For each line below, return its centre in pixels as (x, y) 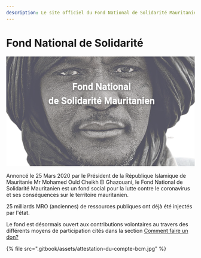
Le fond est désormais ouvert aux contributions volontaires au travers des (97, 224)
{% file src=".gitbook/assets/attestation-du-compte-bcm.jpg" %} (86, 248)
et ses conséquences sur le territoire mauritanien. (68, 195)
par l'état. (18, 213)
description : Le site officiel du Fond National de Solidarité (87, 13)
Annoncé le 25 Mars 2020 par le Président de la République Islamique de (96, 175)
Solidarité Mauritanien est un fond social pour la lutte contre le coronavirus (98, 188)
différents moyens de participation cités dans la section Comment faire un (97, 230)
